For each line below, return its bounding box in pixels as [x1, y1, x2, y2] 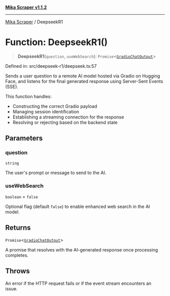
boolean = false [5, 193, 38, 199]
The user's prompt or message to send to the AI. [5, 170, 107, 176]
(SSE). [5, 83, 19, 90]
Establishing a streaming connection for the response [12, 114, 124, 120]
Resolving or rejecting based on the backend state [12, 119, 118, 125]
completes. [5, 252, 29, 258]
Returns [5, 224, 31, 232]
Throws [5, 267, 30, 275]
